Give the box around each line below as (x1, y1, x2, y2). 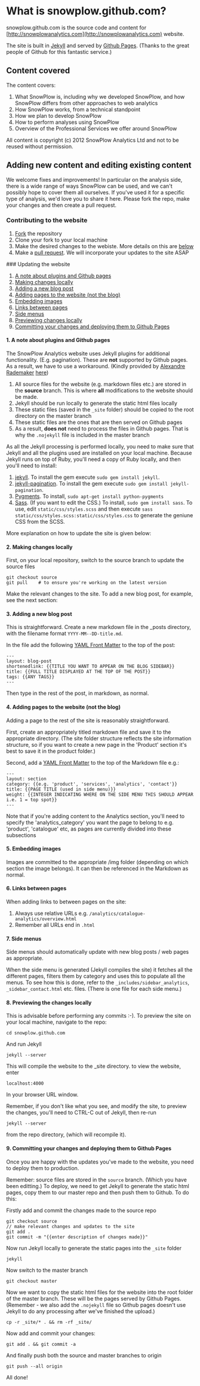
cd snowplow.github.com (6, 1030, 66, 1036)
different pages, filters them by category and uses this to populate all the (6, 973, 186, 980)
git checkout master (6, 1278, 58, 1284)
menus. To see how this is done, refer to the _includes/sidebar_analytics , (6, 979, 190, 986)
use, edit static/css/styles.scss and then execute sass (14, 505, 153, 512)
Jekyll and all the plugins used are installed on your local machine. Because (6, 450, 192, 457)
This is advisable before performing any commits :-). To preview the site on (6, 1012, 191, 1019)
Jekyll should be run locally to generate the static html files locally (14, 399, 178, 407)
